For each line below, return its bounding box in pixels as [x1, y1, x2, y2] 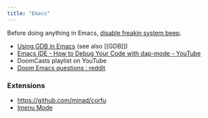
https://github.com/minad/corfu [16, 96, 107, 104]
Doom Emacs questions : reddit [16, 63, 106, 72]
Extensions [7, 80, 46, 90]
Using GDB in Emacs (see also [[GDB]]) [16, 42, 128, 50]
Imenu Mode [16, 103, 53, 111]
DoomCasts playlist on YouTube [16, 56, 107, 65]
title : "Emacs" [7, 10, 51, 17]
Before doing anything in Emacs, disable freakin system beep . [7, 29, 182, 37]
